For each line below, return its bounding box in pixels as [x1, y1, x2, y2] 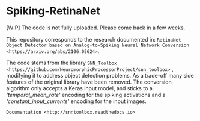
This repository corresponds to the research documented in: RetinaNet [6, 36, 181, 43]
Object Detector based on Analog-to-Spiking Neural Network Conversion [6, 42, 189, 48]
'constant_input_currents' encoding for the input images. [6, 98, 147, 105]
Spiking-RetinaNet [6, 4, 101, 18]
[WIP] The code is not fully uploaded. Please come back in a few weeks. [6, 24, 186, 31]
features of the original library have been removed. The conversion [6, 78, 172, 85]
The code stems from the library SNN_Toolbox [6, 59, 117, 66]
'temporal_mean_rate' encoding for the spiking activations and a [6, 91, 166, 98]
